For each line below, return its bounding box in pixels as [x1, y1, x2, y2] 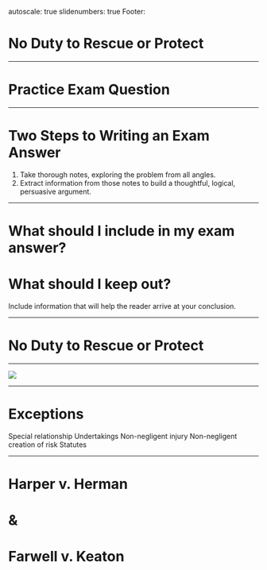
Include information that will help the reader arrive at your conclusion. [8, 301, 237, 310]
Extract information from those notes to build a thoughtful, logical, [19, 178, 236, 187]
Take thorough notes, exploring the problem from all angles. [19, 170, 216, 179]
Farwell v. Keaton [8, 548, 125, 566]
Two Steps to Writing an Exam [8, 127, 211, 145]
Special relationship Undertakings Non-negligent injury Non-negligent [8, 431, 238, 441]
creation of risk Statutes [8, 440, 87, 449]
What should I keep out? [8, 275, 172, 293]
